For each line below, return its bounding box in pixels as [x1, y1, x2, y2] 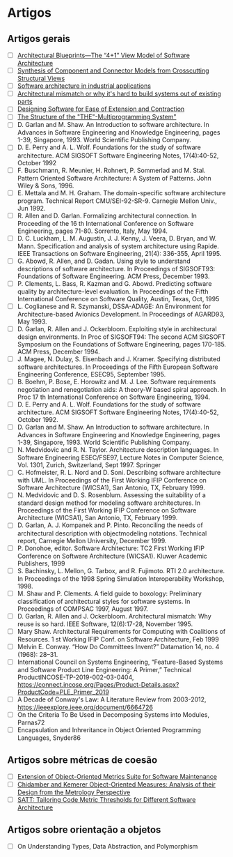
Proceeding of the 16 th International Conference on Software [17, 219, 194, 227]
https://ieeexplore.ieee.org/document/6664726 [17, 703, 153, 711]
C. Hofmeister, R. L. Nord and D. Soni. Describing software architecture [17, 469, 221, 477]
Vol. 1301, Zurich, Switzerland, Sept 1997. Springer [17, 461, 161, 469]
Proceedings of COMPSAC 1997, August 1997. [17, 605, 148, 613]
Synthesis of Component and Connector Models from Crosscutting [17, 66, 210, 75]
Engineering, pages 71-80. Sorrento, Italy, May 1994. [17, 227, 168, 235]
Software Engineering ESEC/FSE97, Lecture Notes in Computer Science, [17, 453, 225, 462]
